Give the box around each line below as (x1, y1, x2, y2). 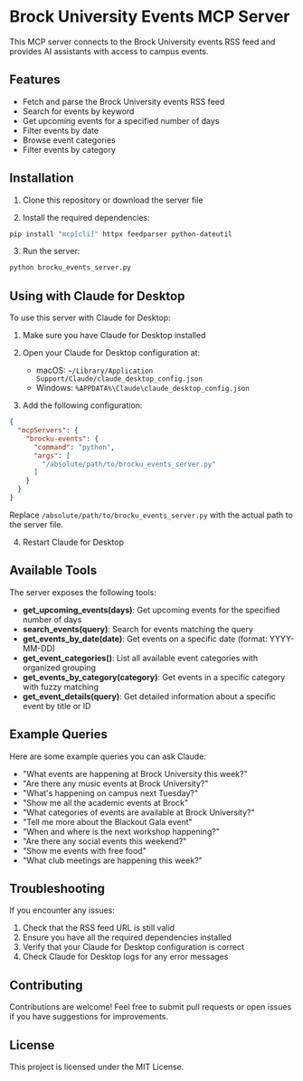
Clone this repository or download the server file (22, 194, 204, 205)
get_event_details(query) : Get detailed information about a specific (22, 690, 276, 702)
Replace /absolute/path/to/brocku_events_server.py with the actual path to (9, 509, 294, 520)
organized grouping (22, 662, 97, 673)
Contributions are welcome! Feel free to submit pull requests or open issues (9, 1001, 292, 1012)
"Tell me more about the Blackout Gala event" (22, 816, 193, 827)
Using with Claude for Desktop (9, 288, 185, 304)
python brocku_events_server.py (9, 263, 131, 272)
